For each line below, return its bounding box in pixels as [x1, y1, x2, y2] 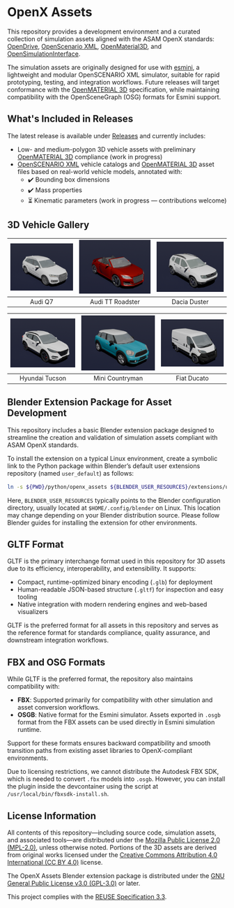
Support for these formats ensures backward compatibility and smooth [7, 739, 211, 747]
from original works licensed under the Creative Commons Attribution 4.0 [7, 850, 218, 859]
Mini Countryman [93, 374, 143, 383]
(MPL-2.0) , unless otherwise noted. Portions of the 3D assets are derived [7, 843, 217, 851]
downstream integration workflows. [7, 636, 109, 645]
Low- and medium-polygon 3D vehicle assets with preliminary [17, 145, 196, 154]
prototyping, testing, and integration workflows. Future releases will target [7, 78, 219, 86]
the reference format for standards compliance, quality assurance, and [7, 629, 210, 637]
